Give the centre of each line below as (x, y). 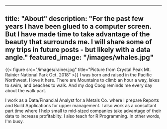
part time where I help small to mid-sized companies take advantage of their (83, 111)
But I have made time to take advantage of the (78, 34)
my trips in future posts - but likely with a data (78, 50)
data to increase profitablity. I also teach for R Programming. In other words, (83, 116)
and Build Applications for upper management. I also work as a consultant (81, 105)
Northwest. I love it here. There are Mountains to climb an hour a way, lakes (83, 80)
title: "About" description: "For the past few (75, 19)
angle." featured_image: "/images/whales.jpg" (80, 58)
